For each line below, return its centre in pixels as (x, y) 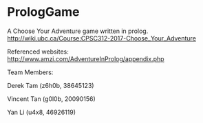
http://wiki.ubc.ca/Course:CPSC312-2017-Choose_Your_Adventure (101, 38)
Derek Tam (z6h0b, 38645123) (51, 85)
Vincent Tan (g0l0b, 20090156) (51, 99)
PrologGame (43, 12)
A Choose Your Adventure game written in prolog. (78, 31)
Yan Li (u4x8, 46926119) (42, 112)
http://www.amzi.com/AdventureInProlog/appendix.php (86, 58)
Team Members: (30, 72)
